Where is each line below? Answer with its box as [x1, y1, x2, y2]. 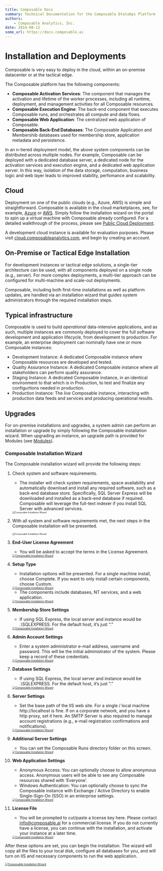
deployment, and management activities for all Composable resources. [12, 101, 154, 107]
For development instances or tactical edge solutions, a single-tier [5, 262, 138, 267]
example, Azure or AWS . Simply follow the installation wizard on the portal [5, 210, 154, 215]
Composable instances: [5, 345, 53, 351]
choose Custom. [19, 581, 53, 587]
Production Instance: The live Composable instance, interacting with [12, 390, 149, 396]
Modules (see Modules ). [5, 438, 54, 444]
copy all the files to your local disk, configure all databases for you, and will [5, 848, 156, 854]
